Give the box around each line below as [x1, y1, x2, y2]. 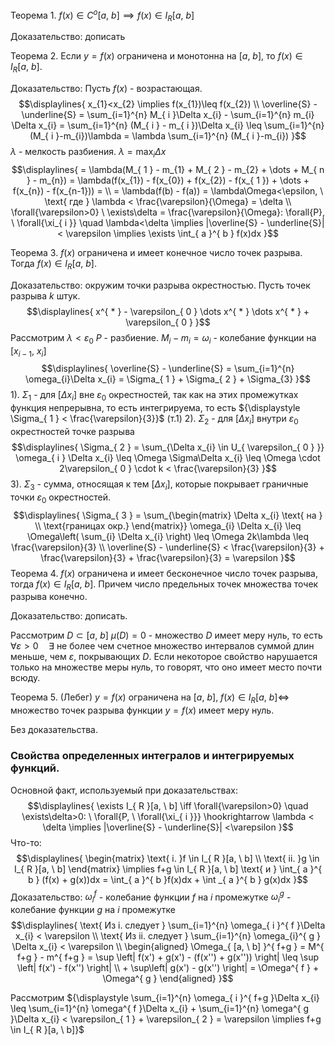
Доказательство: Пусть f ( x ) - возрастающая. [10, 83, 203, 95]
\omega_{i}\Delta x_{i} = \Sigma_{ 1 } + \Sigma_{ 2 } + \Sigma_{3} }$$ [25, 373, 311, 385]
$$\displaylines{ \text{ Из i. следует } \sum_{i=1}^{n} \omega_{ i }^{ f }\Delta [10, 919, 326, 931]
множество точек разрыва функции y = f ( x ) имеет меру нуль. [10, 704, 275, 717]
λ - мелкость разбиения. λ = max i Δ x [10, 146, 167, 160]
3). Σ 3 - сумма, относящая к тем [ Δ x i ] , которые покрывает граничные [10, 478, 309, 492]
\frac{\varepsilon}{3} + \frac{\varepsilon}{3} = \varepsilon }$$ [40, 551, 296, 563]
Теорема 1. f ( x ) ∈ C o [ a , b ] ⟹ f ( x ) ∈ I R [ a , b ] [10, 8, 195, 23]
